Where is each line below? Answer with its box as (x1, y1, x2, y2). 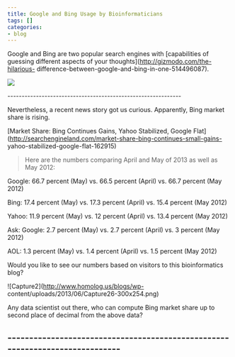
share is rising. (7, 113, 50, 121)
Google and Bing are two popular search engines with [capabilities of (7, 50, 209, 58)
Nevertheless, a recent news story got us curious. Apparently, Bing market (7, 106, 225, 114)
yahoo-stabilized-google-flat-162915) (7, 142, 117, 150)
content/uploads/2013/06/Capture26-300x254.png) (7, 290, 159, 298)
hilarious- (7, 65, 35, 73)
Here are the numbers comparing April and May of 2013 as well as (24, 155, 218, 164)
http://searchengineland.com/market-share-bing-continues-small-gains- (9, 134, 222, 143)
